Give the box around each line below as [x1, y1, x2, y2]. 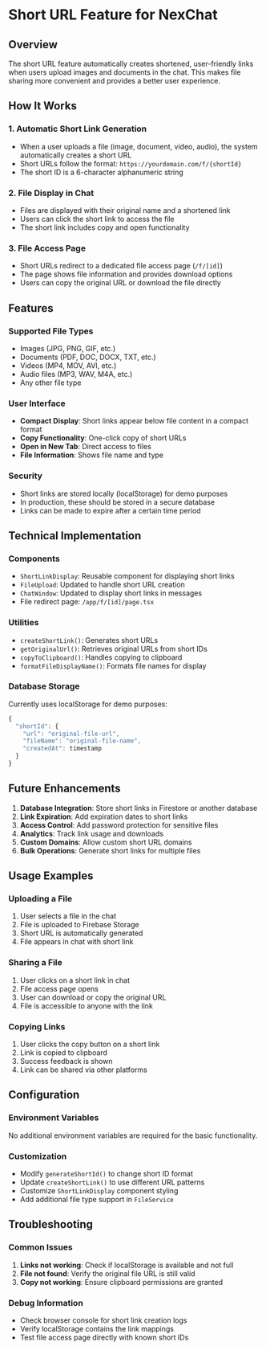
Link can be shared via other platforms [19, 1065, 148, 1074]
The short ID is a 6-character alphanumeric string [19, 167, 184, 177]
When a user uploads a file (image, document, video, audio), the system [19, 141, 258, 151]
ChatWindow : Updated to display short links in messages [19, 588, 203, 598]
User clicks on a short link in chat [19, 975, 131, 985]
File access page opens [19, 984, 99, 993]
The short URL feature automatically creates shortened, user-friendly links [8, 59, 254, 68]
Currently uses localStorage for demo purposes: [8, 699, 168, 709]
